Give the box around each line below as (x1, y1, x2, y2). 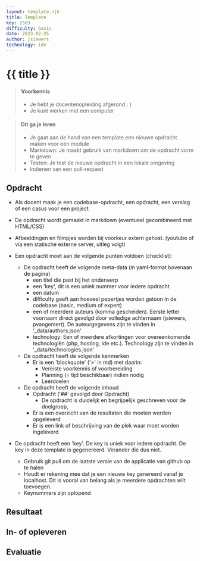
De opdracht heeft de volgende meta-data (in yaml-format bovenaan (23, 264, 192, 271)
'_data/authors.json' (32, 327, 82, 334)
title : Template (6, 14, 46, 20)
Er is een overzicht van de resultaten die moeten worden (32, 409, 171, 417)
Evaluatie (6, 547, 42, 557)
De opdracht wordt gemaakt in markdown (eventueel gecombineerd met (14, 217, 192, 224)
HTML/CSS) (14, 223, 45, 230)
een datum (32, 289, 60, 297)
